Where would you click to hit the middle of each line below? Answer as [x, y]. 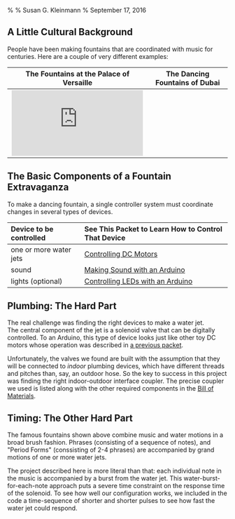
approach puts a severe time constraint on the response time [137, 486]
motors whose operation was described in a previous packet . [95, 345]
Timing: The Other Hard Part [70, 418]
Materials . [22, 396]
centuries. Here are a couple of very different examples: [88, 56]
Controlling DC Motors [121, 254]
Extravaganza [38, 188]
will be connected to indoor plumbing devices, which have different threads [116, 366]
